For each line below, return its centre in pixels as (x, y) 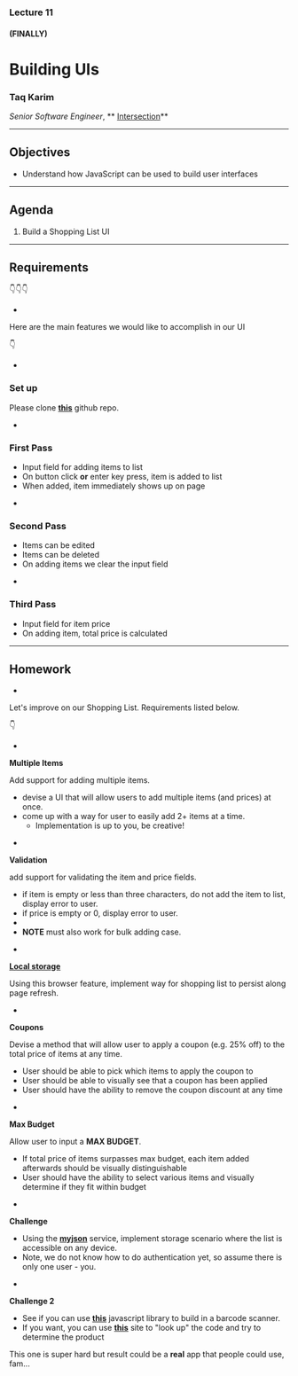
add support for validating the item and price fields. (103, 877)
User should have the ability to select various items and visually (138, 1177)
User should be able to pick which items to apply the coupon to (137, 1071)
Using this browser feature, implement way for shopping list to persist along (148, 984)
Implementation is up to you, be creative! (110, 825)
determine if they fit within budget (84, 1187)
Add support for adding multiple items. (80, 780)
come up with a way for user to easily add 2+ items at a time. (133, 817)
